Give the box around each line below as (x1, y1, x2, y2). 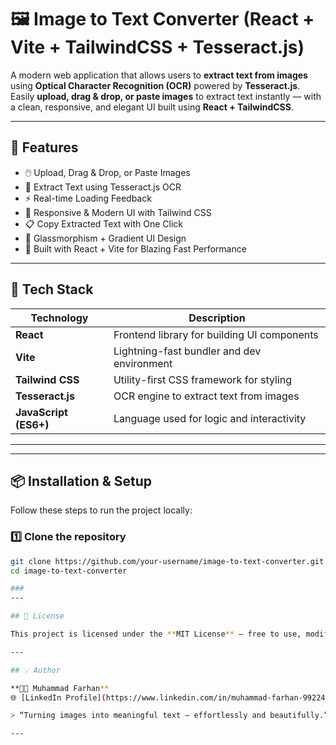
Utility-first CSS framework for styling (113, 372, 293, 386)
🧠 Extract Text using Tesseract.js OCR (24, 181, 182, 193)
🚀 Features (10, 139, 79, 156)
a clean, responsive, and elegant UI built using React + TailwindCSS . (10, 101, 294, 113)
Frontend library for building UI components (113, 327, 319, 341)
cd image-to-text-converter (10, 566, 128, 576)
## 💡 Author (10, 665, 61, 675)
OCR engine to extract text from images (113, 389, 300, 403)
